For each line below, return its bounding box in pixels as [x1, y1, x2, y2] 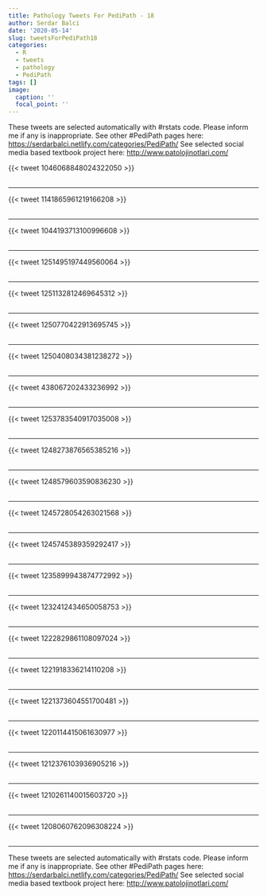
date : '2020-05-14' [8, 26, 73, 34]
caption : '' [15, 93, 56, 101]
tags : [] [8, 78, 37, 86]
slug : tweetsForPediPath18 [8, 33, 98, 42]
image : [8, 85, 30, 94]
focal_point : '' [15, 100, 69, 108]
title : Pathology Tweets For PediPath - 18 [8, 11, 155, 20]
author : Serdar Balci [8, 19, 80, 27]
